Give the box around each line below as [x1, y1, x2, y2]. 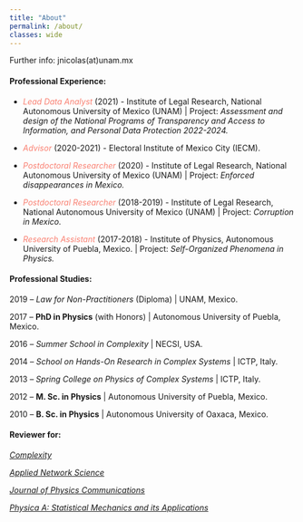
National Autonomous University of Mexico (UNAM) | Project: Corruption [22, 206, 295, 217]
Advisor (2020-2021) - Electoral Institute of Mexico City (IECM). [22, 142, 261, 153]
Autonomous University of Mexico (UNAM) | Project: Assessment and [22, 105, 283, 116]
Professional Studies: [9, 274, 93, 285]
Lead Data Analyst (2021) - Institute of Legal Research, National [22, 96, 262, 107]
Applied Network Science [9, 467, 105, 478]
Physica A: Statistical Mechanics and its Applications [9, 502, 209, 513]
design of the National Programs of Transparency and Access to [22, 115, 266, 126]
